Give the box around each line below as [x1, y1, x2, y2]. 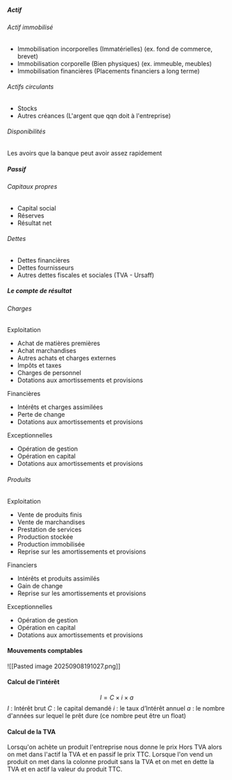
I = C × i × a [99, 693, 134, 702]
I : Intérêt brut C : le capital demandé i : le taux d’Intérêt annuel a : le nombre [7, 704, 225, 712]
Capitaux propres [7, 182, 58, 190]
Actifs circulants [7, 83, 54, 91]
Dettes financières [17, 256, 70, 264]
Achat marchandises [17, 347, 76, 355]
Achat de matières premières [17, 339, 101, 347]
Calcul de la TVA [7, 727, 56, 736]
